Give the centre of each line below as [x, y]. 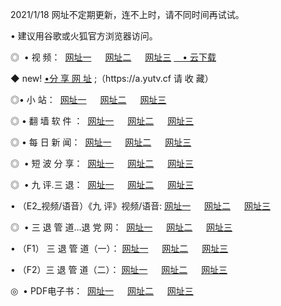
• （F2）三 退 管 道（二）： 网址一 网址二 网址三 [119, 269]
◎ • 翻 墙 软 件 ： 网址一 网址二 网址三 [102, 121]
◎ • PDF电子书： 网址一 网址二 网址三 [102, 291]
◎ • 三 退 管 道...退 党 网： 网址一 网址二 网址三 [121, 227]
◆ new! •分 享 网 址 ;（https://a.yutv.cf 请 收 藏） [112, 78]
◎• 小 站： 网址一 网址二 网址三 [88, 99]
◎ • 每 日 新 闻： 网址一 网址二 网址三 [101, 142]
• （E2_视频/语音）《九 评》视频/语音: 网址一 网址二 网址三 [140, 206]
